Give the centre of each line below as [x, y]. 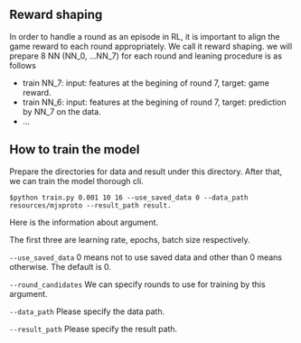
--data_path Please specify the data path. [87, 311]
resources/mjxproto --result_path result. [90, 205]
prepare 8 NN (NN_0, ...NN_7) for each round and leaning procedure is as [146, 56]
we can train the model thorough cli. [77, 181]
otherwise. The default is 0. [60, 266]
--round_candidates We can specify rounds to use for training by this [137, 284]
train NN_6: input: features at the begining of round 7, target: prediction [154, 102]
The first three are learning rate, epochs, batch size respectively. [130, 239]
